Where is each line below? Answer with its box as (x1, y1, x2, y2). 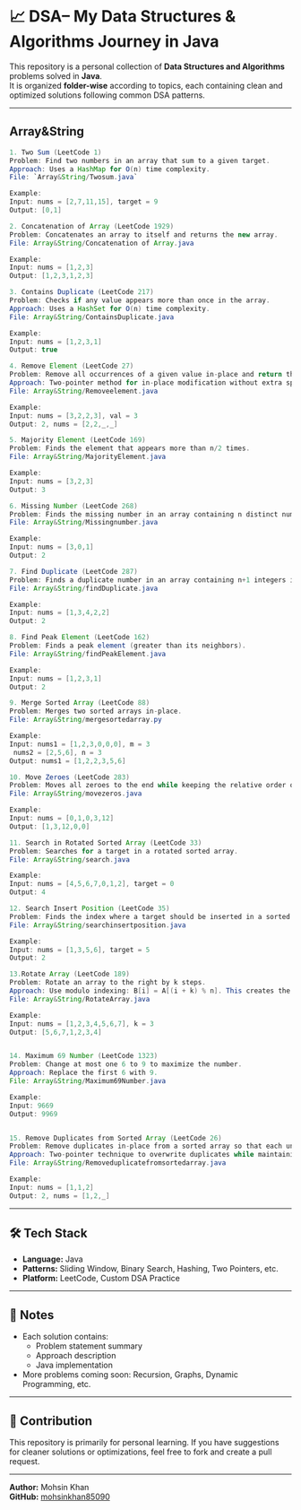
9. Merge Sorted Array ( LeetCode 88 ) (9, 699, 150, 707)
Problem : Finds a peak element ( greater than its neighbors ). (9, 641, 246, 650)
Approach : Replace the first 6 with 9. (9, 1068, 159, 1078)
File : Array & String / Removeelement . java (9, 386, 159, 395)
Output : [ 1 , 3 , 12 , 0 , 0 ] (9, 821, 90, 831)
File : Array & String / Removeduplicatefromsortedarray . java (9, 1159, 227, 1167)
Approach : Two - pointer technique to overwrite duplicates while (9, 1150, 254, 1159)
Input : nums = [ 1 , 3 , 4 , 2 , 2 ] (9, 608, 110, 618)
